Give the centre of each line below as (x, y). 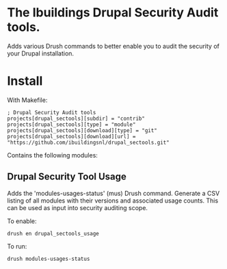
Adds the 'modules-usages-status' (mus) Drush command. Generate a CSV (113, 193)
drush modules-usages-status (49, 259)
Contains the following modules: (52, 155)
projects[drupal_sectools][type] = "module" (71, 125)
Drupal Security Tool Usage (67, 177)
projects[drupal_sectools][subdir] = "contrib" (76, 118)
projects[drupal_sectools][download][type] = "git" (82, 130)
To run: (17, 246)
